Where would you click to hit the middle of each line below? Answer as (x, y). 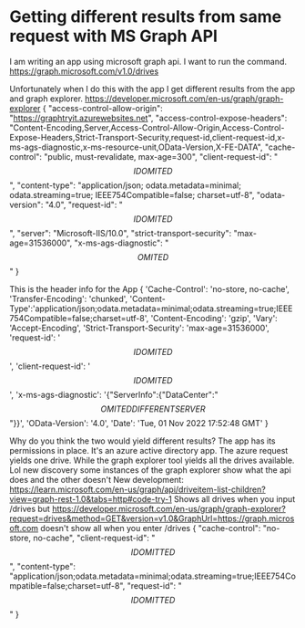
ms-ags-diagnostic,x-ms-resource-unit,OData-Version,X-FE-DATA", (136, 147)
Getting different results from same (146, 17)
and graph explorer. (46, 99)
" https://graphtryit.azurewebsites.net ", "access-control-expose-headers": (148, 118)
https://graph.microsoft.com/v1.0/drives (84, 71)
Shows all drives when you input (235, 498)
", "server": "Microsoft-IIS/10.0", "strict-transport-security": (121, 233)
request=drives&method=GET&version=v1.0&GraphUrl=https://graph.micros (152, 518)
